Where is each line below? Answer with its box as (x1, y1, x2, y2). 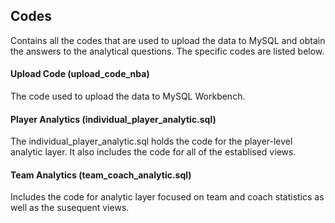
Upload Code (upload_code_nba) (10, 68, 150, 80)
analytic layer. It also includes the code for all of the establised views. (10, 146, 297, 158)
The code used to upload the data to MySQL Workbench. (10, 90, 246, 103)
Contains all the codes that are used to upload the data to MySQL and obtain (10, 34, 326, 46)
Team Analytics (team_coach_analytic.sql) (10, 169, 192, 181)
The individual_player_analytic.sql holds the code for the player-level (10, 135, 293, 148)
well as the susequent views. (10, 202, 130, 214)
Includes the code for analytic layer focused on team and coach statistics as (10, 191, 325, 203)
